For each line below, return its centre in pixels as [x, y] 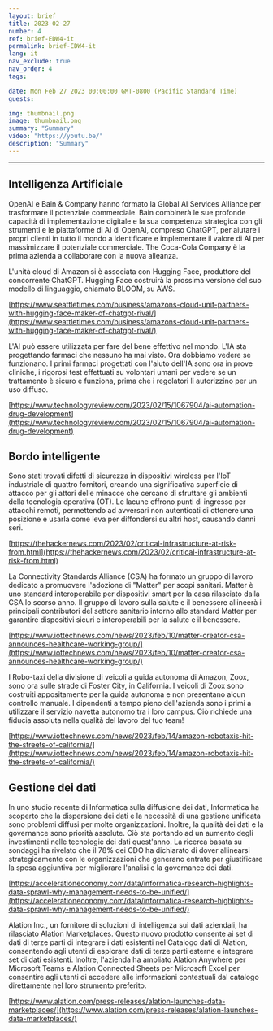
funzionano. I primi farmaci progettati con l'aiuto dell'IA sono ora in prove [131, 363]
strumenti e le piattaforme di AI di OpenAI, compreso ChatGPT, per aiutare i [134, 229]
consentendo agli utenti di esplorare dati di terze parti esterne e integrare [131, 951]
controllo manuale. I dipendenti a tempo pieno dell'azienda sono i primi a [130, 703]
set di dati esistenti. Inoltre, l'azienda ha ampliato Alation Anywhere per [127, 959]
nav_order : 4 [30, 69]
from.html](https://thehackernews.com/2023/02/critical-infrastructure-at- [132, 552]
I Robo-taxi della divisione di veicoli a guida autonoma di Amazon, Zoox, [129, 677]
